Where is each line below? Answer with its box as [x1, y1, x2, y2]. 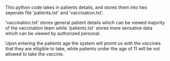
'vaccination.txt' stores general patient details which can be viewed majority [5, 20, 165, 25]
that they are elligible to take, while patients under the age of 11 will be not [5, 46, 160, 51]
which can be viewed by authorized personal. [5, 30, 101, 36]
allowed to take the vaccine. [5, 51, 64, 57]
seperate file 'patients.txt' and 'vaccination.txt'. [5, 10, 104, 16]
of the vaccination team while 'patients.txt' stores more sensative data [5, 25, 153, 31]
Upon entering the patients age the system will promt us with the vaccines [5, 40, 161, 46]
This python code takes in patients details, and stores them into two [5, 5, 148, 10]
